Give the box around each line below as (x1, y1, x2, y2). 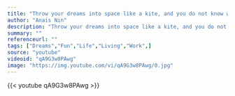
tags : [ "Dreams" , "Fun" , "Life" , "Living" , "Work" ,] (7, 42, 152, 49)
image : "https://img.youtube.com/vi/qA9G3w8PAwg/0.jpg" (7, 62, 173, 69)
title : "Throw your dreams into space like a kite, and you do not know (7, 10, 224, 17)
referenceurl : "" (7, 36, 58, 43)
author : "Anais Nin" (7, 17, 68, 24)
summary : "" (7, 29, 42, 37)
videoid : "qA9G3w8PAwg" (7, 56, 77, 63)
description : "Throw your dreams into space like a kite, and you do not (7, 23, 227, 30)
